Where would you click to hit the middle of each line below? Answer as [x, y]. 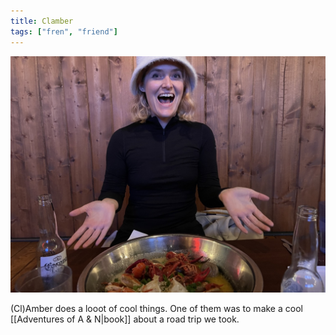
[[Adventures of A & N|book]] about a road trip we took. [125, 319]
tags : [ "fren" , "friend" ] [64, 31]
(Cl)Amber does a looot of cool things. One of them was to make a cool [156, 308]
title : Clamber [42, 21]
